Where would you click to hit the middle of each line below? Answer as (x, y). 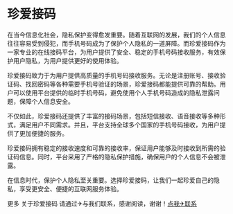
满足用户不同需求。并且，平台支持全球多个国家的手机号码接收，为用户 (119, 125)
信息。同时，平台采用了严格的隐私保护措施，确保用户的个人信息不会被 (119, 157)
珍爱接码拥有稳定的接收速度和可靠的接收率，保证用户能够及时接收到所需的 (113, 148)
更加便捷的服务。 (43, 133)
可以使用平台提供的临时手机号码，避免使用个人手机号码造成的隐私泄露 (113, 92)
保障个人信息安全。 (46, 101)
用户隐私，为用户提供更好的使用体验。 (68, 60)
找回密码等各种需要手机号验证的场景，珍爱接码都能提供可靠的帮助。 (122, 84)
